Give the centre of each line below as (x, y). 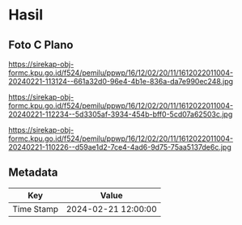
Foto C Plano (41, 45)
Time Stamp (36, 209)
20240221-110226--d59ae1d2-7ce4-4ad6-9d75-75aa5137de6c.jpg (120, 147)
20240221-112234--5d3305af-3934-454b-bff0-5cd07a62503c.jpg (121, 114)
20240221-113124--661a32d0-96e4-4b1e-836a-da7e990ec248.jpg (121, 81)
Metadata (33, 173)
